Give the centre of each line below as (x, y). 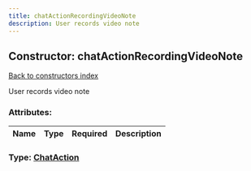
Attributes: (30, 113)
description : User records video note (74, 24)
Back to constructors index (54, 76)
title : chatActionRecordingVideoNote (72, 16)
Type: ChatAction (44, 157)
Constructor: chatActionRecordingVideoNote (126, 56)
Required (90, 133)
